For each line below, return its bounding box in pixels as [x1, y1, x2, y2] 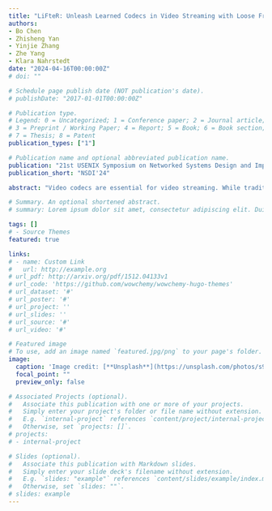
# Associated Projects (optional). [8, 393, 129, 401]
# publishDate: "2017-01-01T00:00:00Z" [8, 94, 143, 102]
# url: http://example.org [8, 265, 107, 273]
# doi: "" [8, 72, 42, 80]
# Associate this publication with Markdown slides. [8, 460, 198, 468]
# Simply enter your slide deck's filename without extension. [8, 467, 233, 475]
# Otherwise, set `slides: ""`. [8, 483, 125, 491]
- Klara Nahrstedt [8, 58, 70, 66]
